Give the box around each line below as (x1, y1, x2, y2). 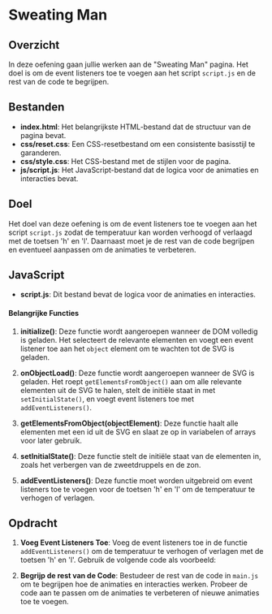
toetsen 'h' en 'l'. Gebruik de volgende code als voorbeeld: (19, 555, 217, 565)
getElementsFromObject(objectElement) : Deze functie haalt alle (19, 418, 239, 428)
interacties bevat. (19, 173, 79, 184)
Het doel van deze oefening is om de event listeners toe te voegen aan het (8, 218, 257, 228)
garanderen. (19, 148, 62, 158)
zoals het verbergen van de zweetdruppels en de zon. (19, 460, 201, 469)
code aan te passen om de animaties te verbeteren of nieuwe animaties (19, 588, 260, 598)
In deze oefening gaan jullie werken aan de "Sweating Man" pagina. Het (8, 59, 249, 69)
